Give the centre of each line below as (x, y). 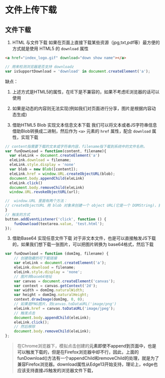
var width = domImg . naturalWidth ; (49, 290)
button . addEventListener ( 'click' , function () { (56, 219)
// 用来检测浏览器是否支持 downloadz (40, 67)
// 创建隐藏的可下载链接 (36, 258)
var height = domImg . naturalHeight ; (52, 295)
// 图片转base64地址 (33, 276)
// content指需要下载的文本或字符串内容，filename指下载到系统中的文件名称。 (76, 146)
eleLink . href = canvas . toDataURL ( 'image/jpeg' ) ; (65, 308)
